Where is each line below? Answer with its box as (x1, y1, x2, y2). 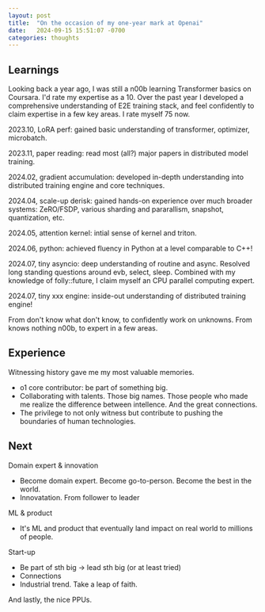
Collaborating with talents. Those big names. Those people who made (19, 391, 248, 400)
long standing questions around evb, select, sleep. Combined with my (8, 267, 236, 277)
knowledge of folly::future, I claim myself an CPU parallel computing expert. (8, 276, 256, 285)
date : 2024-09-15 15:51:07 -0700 (8, 26, 126, 34)
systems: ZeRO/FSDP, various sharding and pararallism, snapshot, (8, 205, 224, 214)
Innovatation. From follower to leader (19, 492, 140, 502)
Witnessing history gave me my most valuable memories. (8, 367, 195, 377)
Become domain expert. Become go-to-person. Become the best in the (19, 476, 252, 485)
